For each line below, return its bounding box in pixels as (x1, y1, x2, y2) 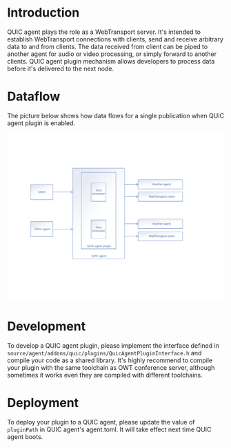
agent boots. (7, 433, 43, 441)
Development (7, 319, 86, 335)
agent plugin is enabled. (7, 119, 76, 127)
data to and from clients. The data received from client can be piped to (7, 42, 208, 50)
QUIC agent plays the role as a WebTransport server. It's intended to (7, 28, 201, 36)
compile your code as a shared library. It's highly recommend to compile (7, 356, 212, 364)
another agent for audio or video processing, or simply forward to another (7, 50, 217, 58)
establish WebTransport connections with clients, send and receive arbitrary (7, 35, 224, 43)
